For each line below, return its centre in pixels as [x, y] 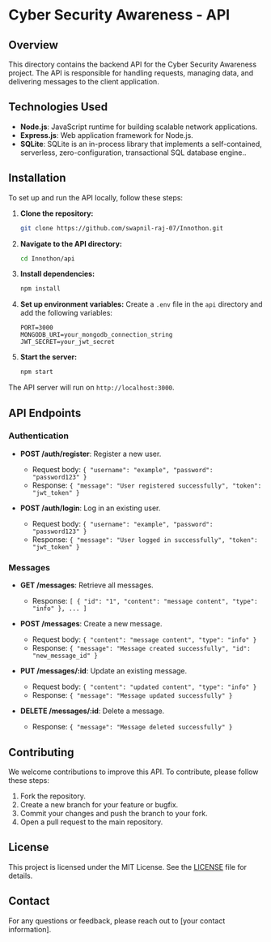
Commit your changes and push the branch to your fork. [114, 813]
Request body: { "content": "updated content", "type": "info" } [144, 686]
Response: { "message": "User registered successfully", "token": [147, 485]
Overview [34, 45]
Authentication [38, 436]
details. [21, 875]
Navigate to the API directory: [71, 243]
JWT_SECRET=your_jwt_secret [67, 342]
